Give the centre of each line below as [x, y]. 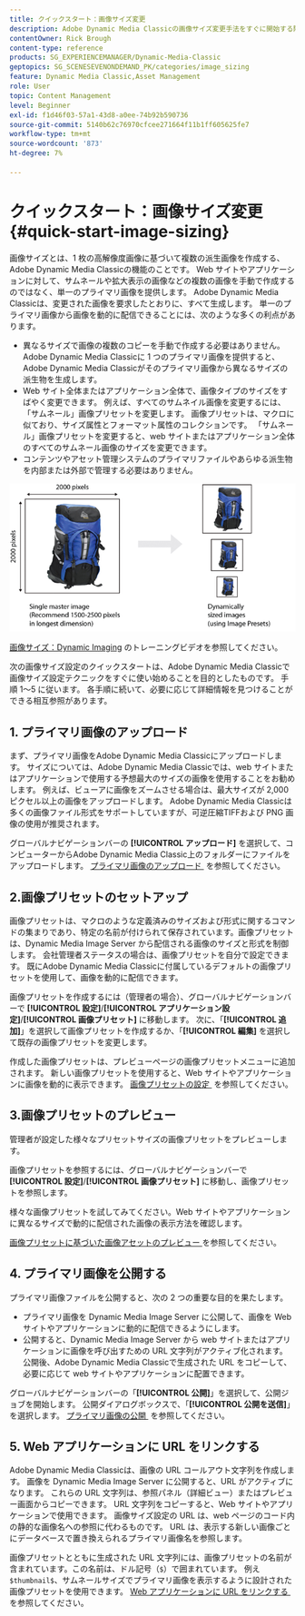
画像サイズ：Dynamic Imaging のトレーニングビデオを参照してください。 [146, 647]
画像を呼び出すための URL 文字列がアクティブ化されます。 [179, 1350]
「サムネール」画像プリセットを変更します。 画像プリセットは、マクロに [158, 413]
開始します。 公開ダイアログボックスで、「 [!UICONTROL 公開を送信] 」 [164, 1404]
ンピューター [33, 854]
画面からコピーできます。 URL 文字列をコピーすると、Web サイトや [143, 1504]
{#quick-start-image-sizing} [119, 231]
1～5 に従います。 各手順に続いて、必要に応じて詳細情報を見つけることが [156, 689]
